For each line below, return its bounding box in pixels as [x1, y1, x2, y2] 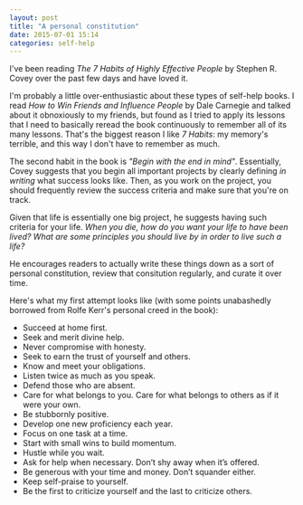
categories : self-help [9, 38, 95, 48]
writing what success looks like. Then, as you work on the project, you [9, 176, 271, 186]
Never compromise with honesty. [22, 341, 147, 353]
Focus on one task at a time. [22, 428, 128, 439]
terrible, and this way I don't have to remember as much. [9, 138, 221, 149]
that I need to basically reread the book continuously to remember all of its [9, 119, 288, 130]
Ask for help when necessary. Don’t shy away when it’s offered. [22, 457, 260, 468]
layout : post [9, 13, 59, 23]
